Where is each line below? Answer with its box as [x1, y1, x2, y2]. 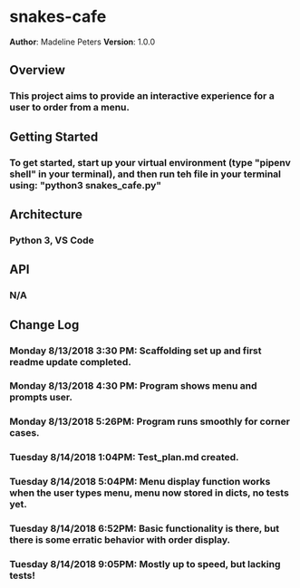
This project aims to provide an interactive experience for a [9, 90, 275, 102]
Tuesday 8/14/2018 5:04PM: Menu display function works [9, 476, 271, 488]
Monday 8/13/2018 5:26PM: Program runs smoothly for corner [9, 415, 290, 428]
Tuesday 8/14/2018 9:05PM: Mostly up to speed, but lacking [9, 558, 281, 571]
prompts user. [9, 391, 73, 404]
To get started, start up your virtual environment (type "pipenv [9, 156, 292, 169]
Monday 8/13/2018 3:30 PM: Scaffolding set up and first [9, 344, 262, 357]
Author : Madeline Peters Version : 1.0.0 [9, 36, 156, 47]
